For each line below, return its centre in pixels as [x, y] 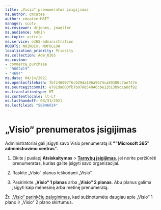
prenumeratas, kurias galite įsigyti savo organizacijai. [66, 163]
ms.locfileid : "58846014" [31, 105]
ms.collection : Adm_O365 [30, 55]
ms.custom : [16, 60]
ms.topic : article [24, 37]
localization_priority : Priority [39, 51]
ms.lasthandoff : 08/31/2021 [34, 101]
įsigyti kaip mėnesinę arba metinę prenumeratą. [60, 187]
